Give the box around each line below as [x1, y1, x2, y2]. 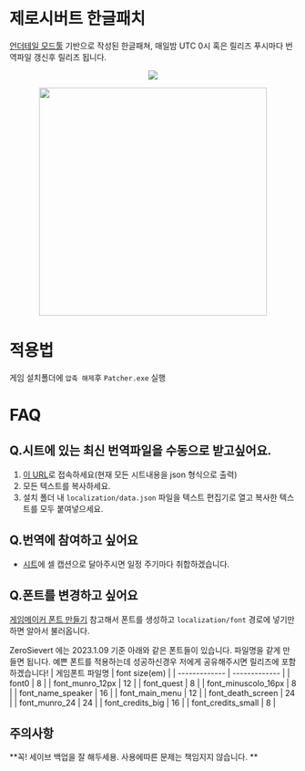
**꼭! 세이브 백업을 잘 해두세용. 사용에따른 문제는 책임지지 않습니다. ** [9, 752, 259, 763]
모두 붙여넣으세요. [39, 503, 104, 514]
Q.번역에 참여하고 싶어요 [9, 533, 138, 548]
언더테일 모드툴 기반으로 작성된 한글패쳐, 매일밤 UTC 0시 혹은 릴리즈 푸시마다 [9, 40, 284, 51]
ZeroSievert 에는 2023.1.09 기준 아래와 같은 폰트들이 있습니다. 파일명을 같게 [9, 644, 281, 655]
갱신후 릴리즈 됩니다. [33, 51, 107, 62]
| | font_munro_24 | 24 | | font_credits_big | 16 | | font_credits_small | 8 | [9, 697, 276, 708]
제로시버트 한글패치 [9, 8, 146, 29]
